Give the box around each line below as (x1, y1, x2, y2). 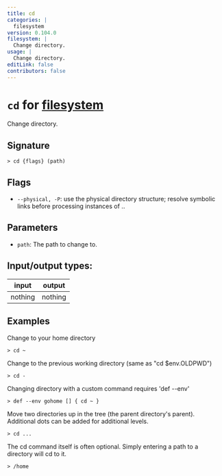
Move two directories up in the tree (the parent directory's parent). (7, 409, 195, 418)
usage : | (7, 49, 32, 56)
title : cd (7, 10, 36, 17)
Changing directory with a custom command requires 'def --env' (7, 384, 190, 392)
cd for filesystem (7, 97, 104, 113)
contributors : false (7, 67, 66, 74)
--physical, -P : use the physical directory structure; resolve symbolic (16, 195, 216, 203)
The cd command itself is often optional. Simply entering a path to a (7, 442, 199, 451)
